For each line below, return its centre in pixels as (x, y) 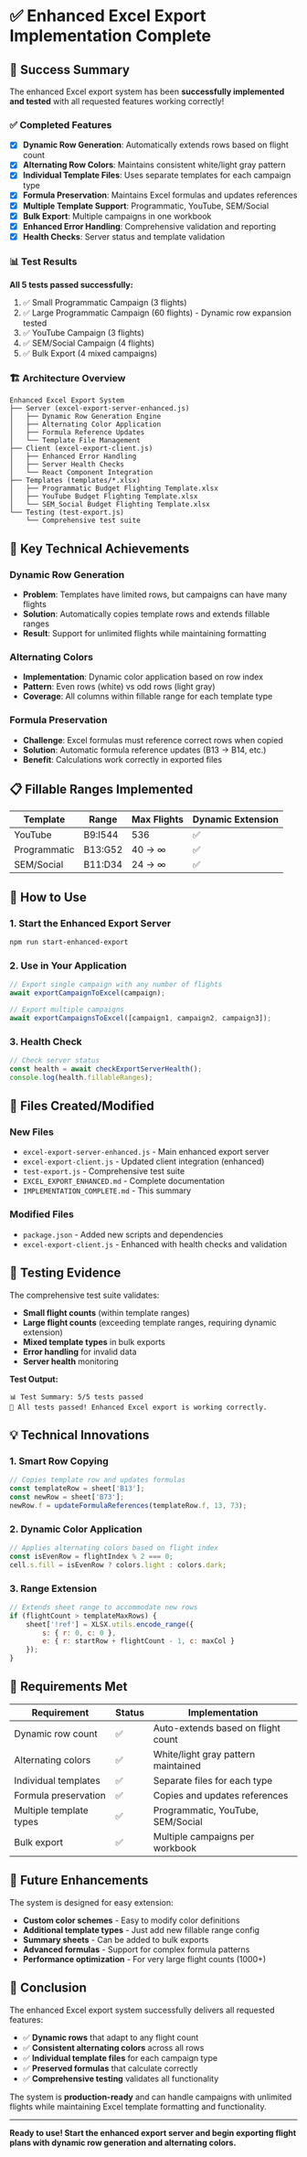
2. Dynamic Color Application (76, 1529)
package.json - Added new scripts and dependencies (123, 1234)
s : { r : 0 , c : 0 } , (79, 1633)
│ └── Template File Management (75, 441)
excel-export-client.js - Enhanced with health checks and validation (155, 1244)
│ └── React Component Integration (81, 473)
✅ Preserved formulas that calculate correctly (110, 2068)
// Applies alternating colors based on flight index (114, 1548)
